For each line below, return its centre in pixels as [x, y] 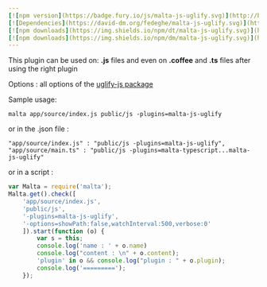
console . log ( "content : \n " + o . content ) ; [108, 254]
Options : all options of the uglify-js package [81, 84]
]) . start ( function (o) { [64, 231]
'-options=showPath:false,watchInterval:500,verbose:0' [117, 223]
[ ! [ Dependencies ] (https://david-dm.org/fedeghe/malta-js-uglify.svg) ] [128, 23]
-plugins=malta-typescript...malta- [190, 151]
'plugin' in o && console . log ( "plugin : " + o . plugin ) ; [131, 261]
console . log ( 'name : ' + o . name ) [92, 246]
